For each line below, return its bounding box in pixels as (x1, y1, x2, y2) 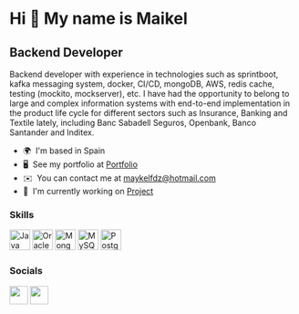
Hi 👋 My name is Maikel (9, 8, 189, 29)
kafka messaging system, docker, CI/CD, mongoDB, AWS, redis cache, (9, 78, 275, 89)
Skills (9, 208, 35, 221)
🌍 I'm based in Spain (22, 145, 106, 156)
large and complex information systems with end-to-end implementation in (9, 98, 291, 109)
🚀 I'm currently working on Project (22, 186, 154, 196)
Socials (9, 265, 43, 277)
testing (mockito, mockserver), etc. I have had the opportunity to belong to (9, 89, 290, 99)
